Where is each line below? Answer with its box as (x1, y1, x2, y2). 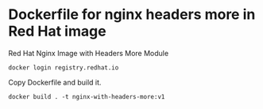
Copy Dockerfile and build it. (8, 77, 102, 87)
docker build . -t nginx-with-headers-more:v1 (8, 92, 165, 100)
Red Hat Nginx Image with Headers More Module (8, 48, 169, 58)
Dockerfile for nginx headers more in (8, 6, 256, 24)
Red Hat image (8, 22, 106, 40)
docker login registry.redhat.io (8, 63, 119, 72)
